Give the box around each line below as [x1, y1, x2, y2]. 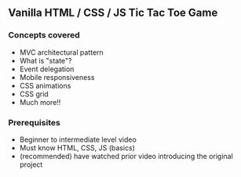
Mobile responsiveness [19, 72, 95, 81]
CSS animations [19, 81, 71, 90]
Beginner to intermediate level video [19, 135, 137, 144]
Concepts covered [8, 30, 80, 41]
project [19, 160, 43, 169]
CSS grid [19, 89, 49, 99]
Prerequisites [8, 117, 60, 128]
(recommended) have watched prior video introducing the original [19, 151, 233, 161]
